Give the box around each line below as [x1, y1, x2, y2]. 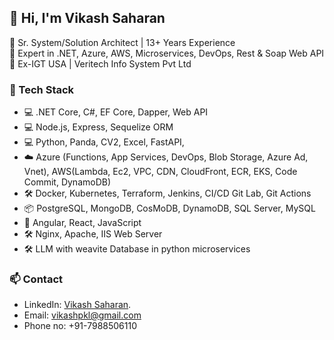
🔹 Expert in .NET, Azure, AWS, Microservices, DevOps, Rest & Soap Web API [9, 47, 325, 59]
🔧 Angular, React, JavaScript [23, 217, 142, 229]
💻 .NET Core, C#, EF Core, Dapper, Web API [23, 106, 209, 118]
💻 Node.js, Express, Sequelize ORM [23, 121, 174, 133]
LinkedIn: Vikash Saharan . [23, 299, 132, 311]
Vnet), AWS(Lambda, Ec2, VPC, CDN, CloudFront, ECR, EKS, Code [23, 166, 298, 178]
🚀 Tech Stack [9, 82, 75, 96]
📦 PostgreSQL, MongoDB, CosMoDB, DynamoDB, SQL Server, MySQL [23, 202, 316, 215]
